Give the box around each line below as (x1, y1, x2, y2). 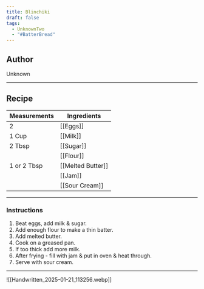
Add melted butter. (15, 232, 63, 240)
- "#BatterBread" (12, 32, 56, 38)
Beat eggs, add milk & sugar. (15, 220, 87, 227)
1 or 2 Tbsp (9, 161, 43, 170)
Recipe (6, 94, 33, 104)
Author (6, 54, 33, 64)
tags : (6, 20, 20, 26)
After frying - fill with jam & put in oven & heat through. (15, 252, 152, 259)
